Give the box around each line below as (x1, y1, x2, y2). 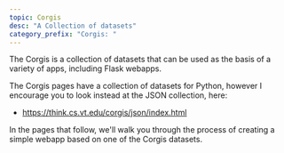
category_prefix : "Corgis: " (9, 29, 117, 38)
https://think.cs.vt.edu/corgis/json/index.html (21, 108, 187, 118)
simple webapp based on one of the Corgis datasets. (9, 134, 202, 145)
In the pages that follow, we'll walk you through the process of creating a (9, 125, 275, 135)
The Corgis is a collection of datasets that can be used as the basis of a (9, 54, 272, 65)
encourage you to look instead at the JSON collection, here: (9, 90, 228, 101)
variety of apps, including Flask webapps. (9, 63, 162, 74)
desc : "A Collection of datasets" (9, 21, 138, 30)
